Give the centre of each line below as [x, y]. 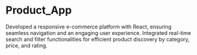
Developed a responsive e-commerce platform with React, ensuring [89, 27]
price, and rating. [27, 46]
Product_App [39, 10]
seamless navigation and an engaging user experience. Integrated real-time [98, 33]
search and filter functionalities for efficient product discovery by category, [98, 39]
